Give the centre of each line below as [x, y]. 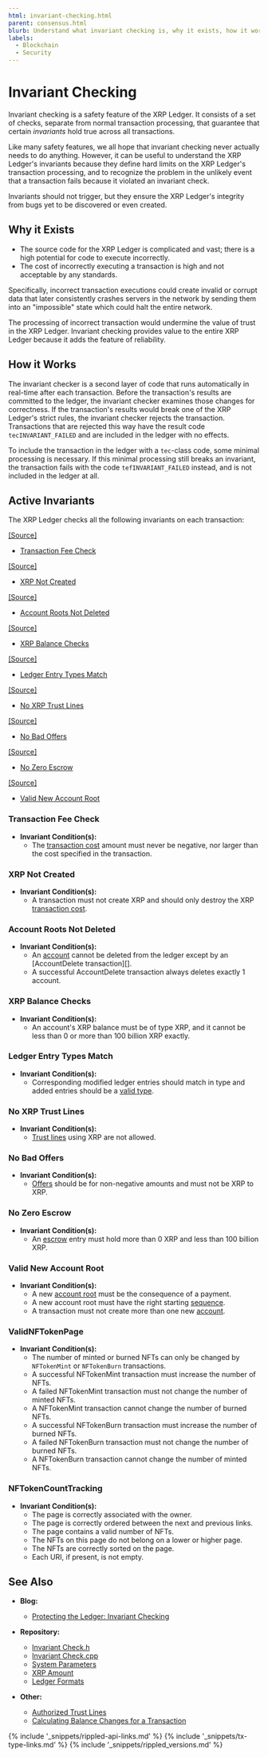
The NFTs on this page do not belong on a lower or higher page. [137, 1540]
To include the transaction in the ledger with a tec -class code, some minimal [134, 450]
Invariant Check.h [61, 1648]
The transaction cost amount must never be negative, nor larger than [145, 845]
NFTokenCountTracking [55, 1489]
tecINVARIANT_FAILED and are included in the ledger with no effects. [119, 434]
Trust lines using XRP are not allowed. [94, 1137]
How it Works [42, 365]
